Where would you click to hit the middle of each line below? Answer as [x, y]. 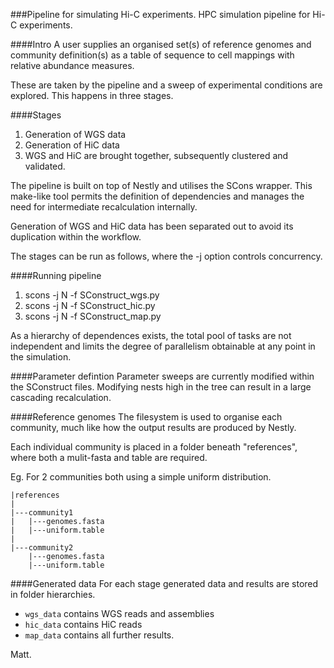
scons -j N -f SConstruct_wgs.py [92, 295]
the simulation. [41, 357]
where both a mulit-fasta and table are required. [109, 457]
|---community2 [42, 548]
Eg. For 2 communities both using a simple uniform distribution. [141, 477]
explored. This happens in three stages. [92, 95]
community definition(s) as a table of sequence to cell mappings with [152, 55]
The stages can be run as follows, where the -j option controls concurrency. [166, 256]
